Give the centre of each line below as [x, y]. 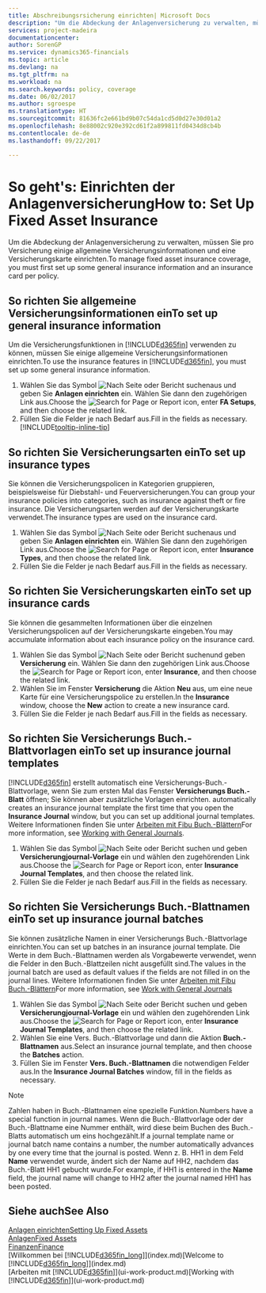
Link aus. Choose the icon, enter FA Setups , [138, 402]
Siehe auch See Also [59, 1211]
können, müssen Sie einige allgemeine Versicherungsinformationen [118, 353]
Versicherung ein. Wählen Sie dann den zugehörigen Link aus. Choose [135, 663]
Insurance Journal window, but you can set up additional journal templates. [132, 816]
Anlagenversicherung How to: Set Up [131, 203]
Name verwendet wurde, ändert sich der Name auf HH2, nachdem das [123, 1161]
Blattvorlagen [43, 751]
